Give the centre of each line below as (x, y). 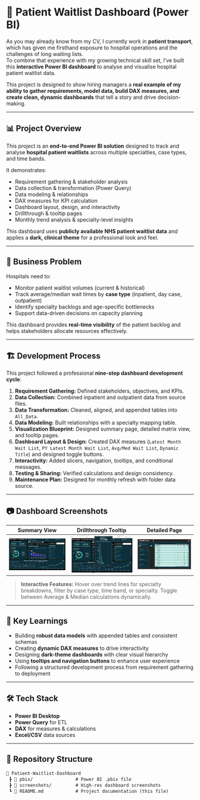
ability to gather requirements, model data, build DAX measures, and (93, 91)
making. (16, 103)
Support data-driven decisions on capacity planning (79, 313)
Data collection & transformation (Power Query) (73, 188)
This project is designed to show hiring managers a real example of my (94, 84)
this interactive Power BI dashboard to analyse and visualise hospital (91, 66)
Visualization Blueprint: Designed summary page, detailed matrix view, (103, 429)
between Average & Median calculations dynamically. (86, 597)
